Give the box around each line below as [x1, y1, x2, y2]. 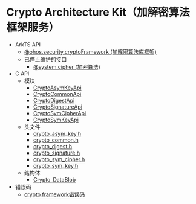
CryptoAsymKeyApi [33, 84, 82, 91]
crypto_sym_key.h [33, 162, 79, 169]
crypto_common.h [33, 136, 79, 144]
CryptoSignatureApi [33, 103, 83, 110]
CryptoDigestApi [33, 97, 75, 104]
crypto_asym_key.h [33, 130, 82, 137]
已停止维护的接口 [24, 56, 67, 63]
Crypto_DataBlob [33, 176, 76, 183]
